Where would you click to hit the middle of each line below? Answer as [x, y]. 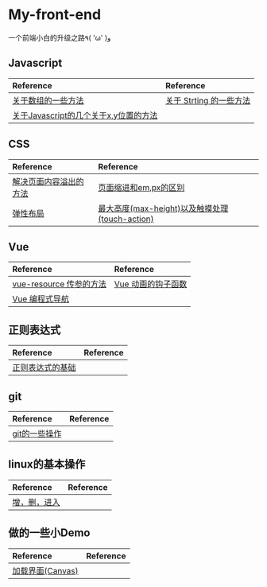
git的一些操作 [37, 433]
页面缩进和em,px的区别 [141, 187]
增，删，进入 [37, 502]
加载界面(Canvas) [45, 570]
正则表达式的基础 [44, 367]
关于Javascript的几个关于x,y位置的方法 [85, 115]
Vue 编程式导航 [41, 299]
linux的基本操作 [47, 464]
